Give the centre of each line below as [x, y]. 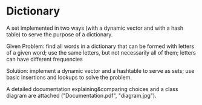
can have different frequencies [44, 59]
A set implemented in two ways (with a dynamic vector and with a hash [95, 28]
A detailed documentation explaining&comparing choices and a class [92, 89]
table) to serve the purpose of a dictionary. [60, 34]
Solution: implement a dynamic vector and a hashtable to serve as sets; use [100, 70]
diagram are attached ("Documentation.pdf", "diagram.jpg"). [81, 95]
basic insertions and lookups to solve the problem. [69, 77]
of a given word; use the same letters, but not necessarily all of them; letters [101, 52]
